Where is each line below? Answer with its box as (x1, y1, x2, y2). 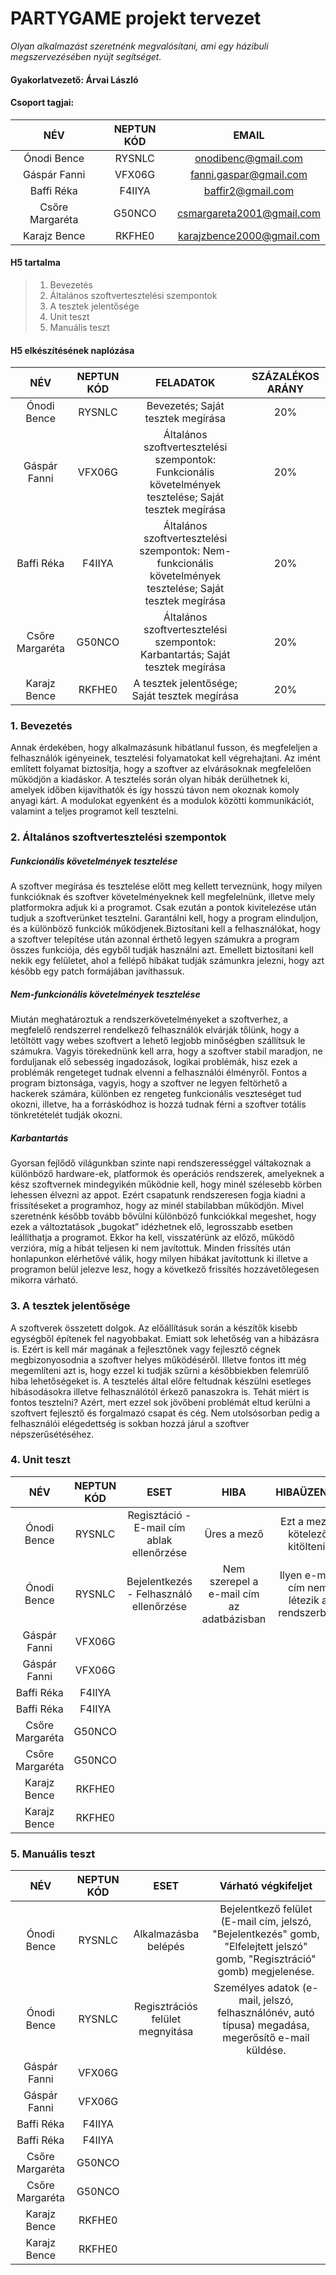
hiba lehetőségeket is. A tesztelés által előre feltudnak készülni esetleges (10, 1375, 312, 1387)
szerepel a (209, 1574, 259, 1588)
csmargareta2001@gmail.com (176, 206, 321, 220)
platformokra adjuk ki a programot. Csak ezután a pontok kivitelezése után (10, 902, 317, 914)
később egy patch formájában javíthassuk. (10, 965, 185, 977)
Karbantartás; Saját (139, 648, 231, 662)
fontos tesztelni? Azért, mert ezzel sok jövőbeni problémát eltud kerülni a (10, 1396, 311, 1408)
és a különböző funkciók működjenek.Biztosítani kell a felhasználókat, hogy (10, 923, 321, 935)
